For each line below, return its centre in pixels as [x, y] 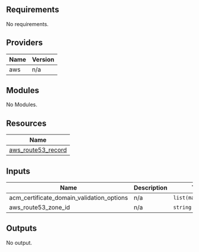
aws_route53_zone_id [40, 208]
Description [150, 188]
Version [43, 59]
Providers [25, 43]
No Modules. [22, 105]
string [182, 208]
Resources [26, 123]
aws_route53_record [38, 150]
